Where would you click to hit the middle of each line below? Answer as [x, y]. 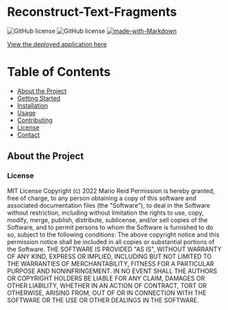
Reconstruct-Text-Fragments [92, 12]
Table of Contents [59, 72]
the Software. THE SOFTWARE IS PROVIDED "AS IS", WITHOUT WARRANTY [114, 249]
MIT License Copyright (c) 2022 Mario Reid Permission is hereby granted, [111, 191]
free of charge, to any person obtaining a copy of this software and [102, 198]
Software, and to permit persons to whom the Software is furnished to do [110, 227]
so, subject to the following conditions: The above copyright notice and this [113, 235]
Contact [28, 134]
